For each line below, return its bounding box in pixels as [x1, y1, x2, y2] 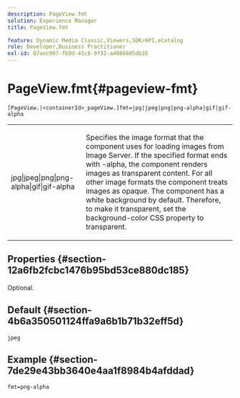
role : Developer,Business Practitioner [7, 44, 126, 51]
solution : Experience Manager [7, 17, 98, 24]
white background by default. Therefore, [85, 194, 221, 204]
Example [7, 353, 47, 365]
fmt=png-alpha [7, 384, 50, 391]
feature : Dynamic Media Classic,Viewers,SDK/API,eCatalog [7, 36, 184, 44]
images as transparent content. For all [85, 168, 213, 178]
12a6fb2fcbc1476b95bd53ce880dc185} [7, 264, 189, 277]
